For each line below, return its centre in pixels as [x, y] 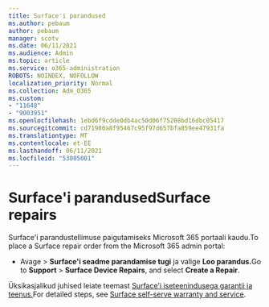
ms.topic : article [39, 61]
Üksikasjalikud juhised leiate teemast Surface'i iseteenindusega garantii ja [130, 286]
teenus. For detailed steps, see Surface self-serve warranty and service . [127, 294]
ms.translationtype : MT [48, 135]
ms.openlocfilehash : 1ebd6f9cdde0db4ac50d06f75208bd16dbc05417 [116, 121]
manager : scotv [34, 38]
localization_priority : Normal [61, 83]
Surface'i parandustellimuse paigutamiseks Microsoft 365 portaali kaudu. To [133, 238]
